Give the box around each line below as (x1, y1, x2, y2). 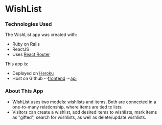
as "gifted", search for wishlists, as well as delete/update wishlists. (12, 114, 146, 120)
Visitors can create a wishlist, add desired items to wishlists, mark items (12, 109, 157, 115)
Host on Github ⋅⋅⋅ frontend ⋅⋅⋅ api (12, 75, 77, 81)
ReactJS (12, 46, 29, 52)
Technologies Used (5, 21, 52, 28)
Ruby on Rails (12, 41, 40, 47)
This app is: (5, 61, 28, 67)
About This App (5, 88, 44, 94)
